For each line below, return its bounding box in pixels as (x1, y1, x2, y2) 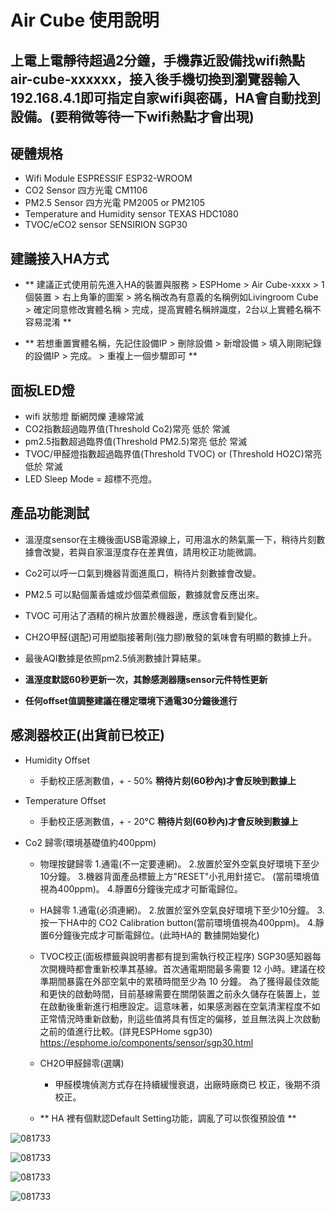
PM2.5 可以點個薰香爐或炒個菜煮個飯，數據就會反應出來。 (24, 588, 265, 600)
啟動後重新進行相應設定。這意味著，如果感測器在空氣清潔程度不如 (48, 1000, 321, 1012)
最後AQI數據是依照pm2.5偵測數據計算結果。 (24, 652, 207, 664)
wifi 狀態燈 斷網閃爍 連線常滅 (24, 411, 145, 423)
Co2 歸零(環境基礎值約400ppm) (24, 836, 157, 848)
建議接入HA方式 (10, 250, 110, 267)
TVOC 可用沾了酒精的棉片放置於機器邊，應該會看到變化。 (24, 609, 263, 621)
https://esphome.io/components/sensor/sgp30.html (39, 1036, 254, 1048)
